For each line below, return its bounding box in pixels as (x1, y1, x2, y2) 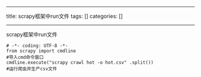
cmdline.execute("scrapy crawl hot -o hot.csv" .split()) (6, 60, 154, 66)
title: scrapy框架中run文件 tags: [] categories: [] (6, 13, 123, 20)
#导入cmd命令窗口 (6, 54, 44, 60)
